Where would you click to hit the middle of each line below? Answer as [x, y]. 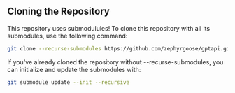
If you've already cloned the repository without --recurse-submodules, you [115, 62]
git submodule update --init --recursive [69, 82]
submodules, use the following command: [67, 36]
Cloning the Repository [58, 12]
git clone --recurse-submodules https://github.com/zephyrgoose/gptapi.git [120, 48]
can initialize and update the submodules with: [74, 69]
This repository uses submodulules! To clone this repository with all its [109, 28]
